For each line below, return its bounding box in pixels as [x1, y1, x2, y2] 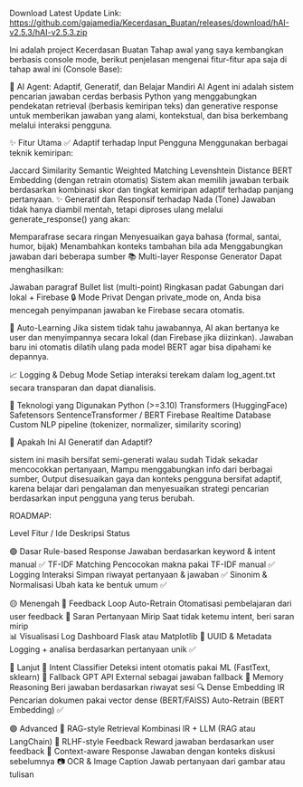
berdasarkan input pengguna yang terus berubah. [9, 493, 195, 504]
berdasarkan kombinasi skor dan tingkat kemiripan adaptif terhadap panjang [9, 185, 294, 195]
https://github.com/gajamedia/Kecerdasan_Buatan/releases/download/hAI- [9, 17, 289, 28]
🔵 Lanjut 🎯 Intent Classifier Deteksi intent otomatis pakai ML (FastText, [9, 662, 271, 673]
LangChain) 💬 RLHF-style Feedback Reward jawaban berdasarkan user [9, 736, 275, 746]
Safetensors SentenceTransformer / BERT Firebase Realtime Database [9, 409, 271, 420]
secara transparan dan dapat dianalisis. [9, 382, 156, 393]
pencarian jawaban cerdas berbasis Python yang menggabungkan [9, 91, 258, 101]
